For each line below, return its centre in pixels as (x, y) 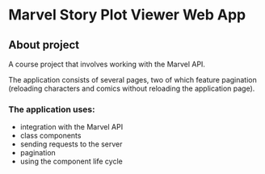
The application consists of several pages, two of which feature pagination (132, 80)
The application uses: (52, 109)
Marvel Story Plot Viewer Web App (127, 15)
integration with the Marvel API (72, 127)
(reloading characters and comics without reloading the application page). (132, 88)
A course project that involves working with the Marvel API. (107, 64)
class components (50, 136)
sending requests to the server (71, 144)
